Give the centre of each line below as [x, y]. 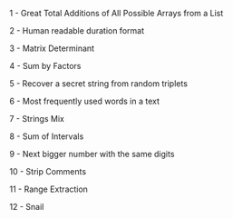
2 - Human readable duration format [77, 30]
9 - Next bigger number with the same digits [92, 154]
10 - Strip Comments [48, 171]
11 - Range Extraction [49, 189]
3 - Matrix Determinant [52, 48]
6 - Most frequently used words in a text [85, 101]
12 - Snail [27, 207]
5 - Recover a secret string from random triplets [99, 84]
